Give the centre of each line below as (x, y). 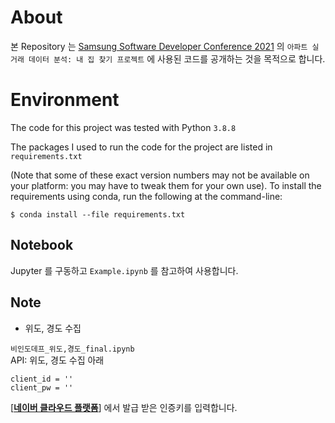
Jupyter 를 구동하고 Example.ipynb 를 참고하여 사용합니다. (124, 270)
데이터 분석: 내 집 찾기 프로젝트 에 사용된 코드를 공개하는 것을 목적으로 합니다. (177, 58)
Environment (65, 100)
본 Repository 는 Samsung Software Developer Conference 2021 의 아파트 (159, 46)
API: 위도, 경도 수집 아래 (57, 360)
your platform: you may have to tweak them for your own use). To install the (166, 185)
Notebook (42, 245)
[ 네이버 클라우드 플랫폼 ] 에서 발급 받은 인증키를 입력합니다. (124, 407)
